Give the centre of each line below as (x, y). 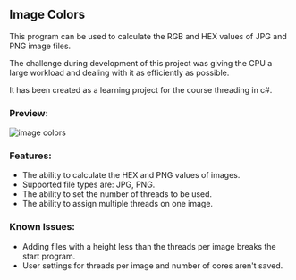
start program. (49, 256)
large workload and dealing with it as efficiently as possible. (119, 72)
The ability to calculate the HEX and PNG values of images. (131, 175)
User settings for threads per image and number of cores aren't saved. (152, 265)
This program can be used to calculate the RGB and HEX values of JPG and (148, 36)
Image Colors (47, 15)
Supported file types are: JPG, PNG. (89, 185)
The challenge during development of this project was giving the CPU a (141, 63)
